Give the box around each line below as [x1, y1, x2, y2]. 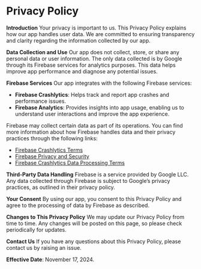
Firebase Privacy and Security [14, 152, 90, 160]
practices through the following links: [6, 134, 98, 142]
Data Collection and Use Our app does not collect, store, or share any [6, 48, 179, 55]
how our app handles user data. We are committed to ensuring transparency [6, 30, 195, 37]
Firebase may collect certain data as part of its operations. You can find [6, 122, 183, 129]
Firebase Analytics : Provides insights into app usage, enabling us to [14, 104, 184, 111]
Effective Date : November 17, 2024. [6, 256, 95, 263]
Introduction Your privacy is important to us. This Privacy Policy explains [6, 24, 187, 31]
